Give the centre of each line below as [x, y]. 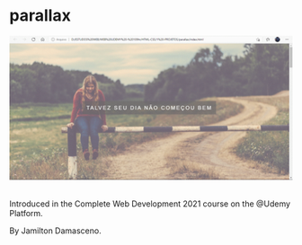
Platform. [26, 213]
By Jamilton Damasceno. [55, 231]
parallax [40, 16]
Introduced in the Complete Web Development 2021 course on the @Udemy [150, 204]
